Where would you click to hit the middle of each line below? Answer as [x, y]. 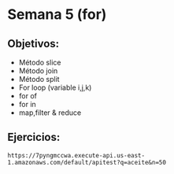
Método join [38, 71]
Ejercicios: [34, 137]
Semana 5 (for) [57, 15]
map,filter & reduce [50, 113]
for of [28, 96]
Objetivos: [33, 44]
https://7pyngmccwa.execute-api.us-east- [76, 155]
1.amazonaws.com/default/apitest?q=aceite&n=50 [87, 162]
